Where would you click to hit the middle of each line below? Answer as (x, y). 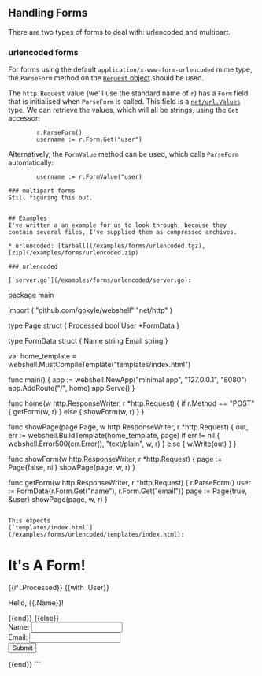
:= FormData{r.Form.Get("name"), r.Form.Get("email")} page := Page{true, (128, 491)
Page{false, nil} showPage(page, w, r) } (72, 467)
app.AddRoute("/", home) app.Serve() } (72, 388)
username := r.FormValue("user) (90, 177)
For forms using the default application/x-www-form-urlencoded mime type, (131, 69)
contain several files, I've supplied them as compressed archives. (123, 232)
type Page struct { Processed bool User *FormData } (94, 325)
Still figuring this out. (50, 198)
